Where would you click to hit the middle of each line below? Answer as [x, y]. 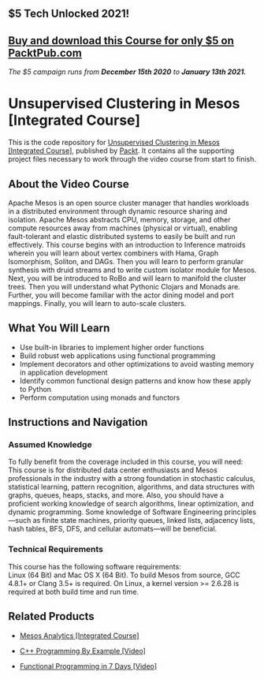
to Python [35, 389]
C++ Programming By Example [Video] [82, 651]
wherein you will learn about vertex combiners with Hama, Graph [113, 253]
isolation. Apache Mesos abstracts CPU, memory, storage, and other [119, 219]
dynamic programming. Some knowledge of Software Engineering [115, 512]
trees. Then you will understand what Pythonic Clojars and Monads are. [124, 286]
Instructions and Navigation [78, 422]
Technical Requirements [56, 550]
